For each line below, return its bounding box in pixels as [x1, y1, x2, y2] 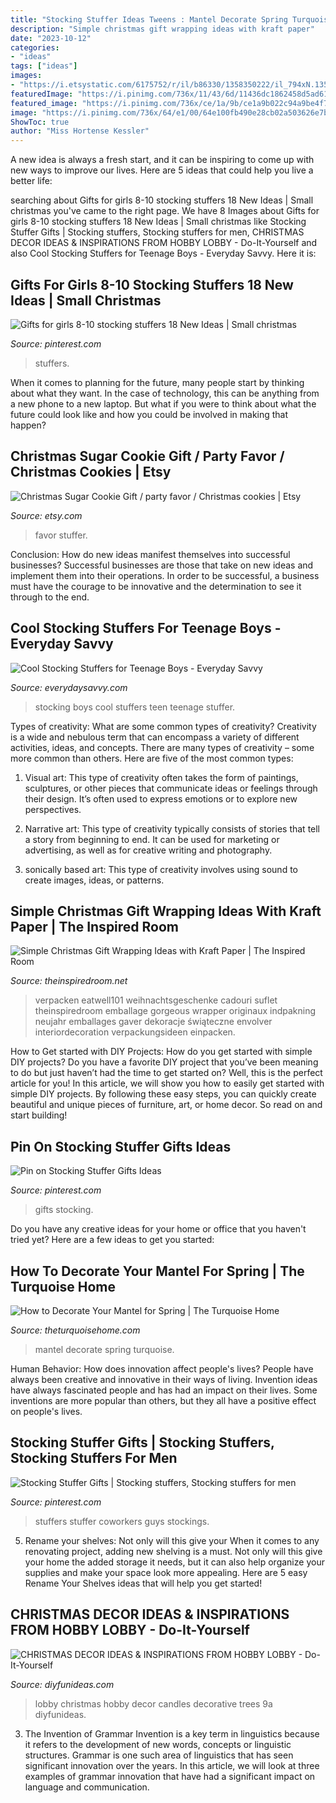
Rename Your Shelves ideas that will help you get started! [24, 1577, 263, 1589]
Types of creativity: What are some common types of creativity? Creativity [10, 720, 317, 732]
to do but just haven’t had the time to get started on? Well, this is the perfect [10, 1067, 323, 1079]
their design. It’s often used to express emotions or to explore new [24, 792, 298, 805]
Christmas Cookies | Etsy [10, 464, 172, 481]
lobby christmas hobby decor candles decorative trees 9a [34, 1697, 273, 1710]
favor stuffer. [34, 529, 88, 541]
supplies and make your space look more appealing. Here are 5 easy [24, 1566, 308, 1578]
